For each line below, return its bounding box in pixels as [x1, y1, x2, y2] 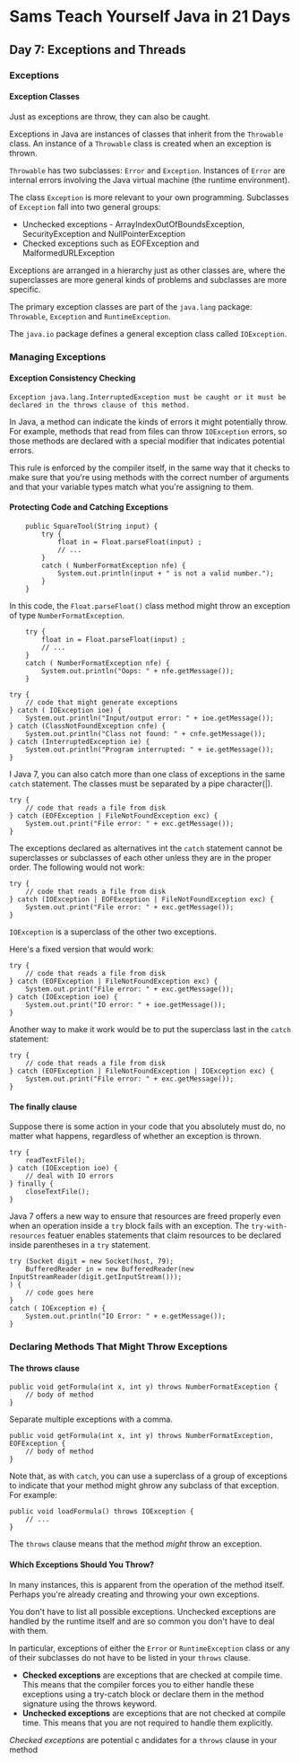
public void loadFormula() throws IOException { [9, 1507, 194, 1516]
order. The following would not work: [9, 862, 145, 872]
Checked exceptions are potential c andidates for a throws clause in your [9, 1734, 278, 1745]
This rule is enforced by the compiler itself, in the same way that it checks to [9, 462, 291, 473]
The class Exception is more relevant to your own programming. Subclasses [9, 191, 289, 203]
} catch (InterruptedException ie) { [9, 738, 150, 747]
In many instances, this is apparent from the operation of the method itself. [9, 1579, 285, 1590]
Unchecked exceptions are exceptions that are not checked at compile [21, 1707, 287, 1718]
